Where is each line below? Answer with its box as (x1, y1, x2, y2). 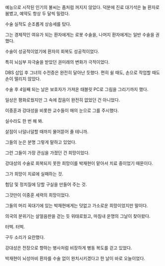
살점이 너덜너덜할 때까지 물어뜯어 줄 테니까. (5, 129, 89, 134)
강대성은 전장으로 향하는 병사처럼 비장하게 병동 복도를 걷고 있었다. (5, 245, 132, 251)
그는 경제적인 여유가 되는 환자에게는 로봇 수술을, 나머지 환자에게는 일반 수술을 (5, 32, 155, 37)
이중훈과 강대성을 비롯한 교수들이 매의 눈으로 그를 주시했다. (5, 107, 119, 113)
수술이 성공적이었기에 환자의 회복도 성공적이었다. (5, 49, 100, 54)
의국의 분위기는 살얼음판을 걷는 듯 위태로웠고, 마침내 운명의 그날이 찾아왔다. (5, 213, 151, 219)
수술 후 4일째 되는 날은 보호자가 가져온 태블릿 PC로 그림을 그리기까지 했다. (5, 87, 149, 92)
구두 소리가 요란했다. (5, 234, 45, 240)
